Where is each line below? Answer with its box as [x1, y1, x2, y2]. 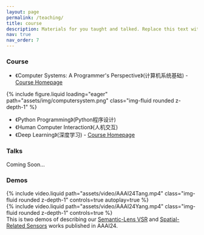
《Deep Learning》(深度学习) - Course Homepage [15, 132, 135, 139]
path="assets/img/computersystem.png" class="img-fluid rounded [6, 97, 174, 104]
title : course [6, 20, 42, 26]
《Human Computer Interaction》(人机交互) [15, 124, 118, 131]
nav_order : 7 [6, 37, 39, 43]
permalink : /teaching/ [6, 15, 64, 21]
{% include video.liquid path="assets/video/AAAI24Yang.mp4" [6, 202, 164, 210]
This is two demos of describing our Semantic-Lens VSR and [6, 216, 159, 223]
